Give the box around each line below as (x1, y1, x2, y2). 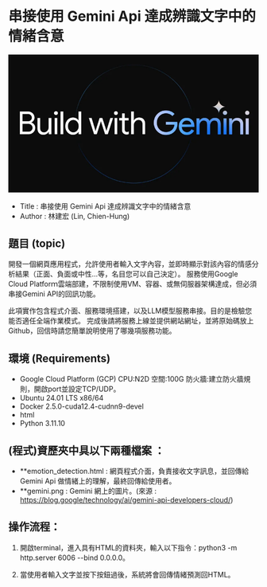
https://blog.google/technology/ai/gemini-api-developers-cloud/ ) (19, 495, 234, 504)
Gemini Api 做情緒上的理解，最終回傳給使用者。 (19, 475, 176, 486)
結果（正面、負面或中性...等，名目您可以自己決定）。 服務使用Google (14, 269, 238, 279)
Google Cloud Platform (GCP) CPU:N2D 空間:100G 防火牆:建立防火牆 (19, 374, 244, 384)
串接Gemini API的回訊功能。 (8, 289, 101, 299)
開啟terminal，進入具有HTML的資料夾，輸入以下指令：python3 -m (19, 542, 238, 552)
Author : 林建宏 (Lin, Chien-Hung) (19, 211, 130, 221)
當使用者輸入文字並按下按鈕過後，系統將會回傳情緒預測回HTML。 (19, 569, 235, 579)
